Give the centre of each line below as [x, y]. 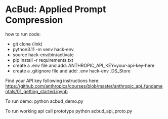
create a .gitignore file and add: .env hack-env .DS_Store [71, 71]
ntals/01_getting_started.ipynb [37, 91]
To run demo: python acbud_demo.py [44, 101]
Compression [34, 20]
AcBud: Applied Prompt [56, 9]
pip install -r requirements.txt [43, 60]
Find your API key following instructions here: [52, 81]
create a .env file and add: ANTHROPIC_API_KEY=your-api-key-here [83, 65]
